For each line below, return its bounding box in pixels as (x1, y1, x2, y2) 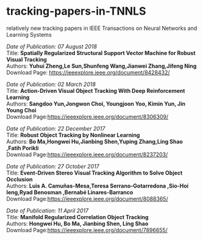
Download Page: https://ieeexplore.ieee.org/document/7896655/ (6, 226, 168, 233)
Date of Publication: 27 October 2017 (6, 162, 99, 170)
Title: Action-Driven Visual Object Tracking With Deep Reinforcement (6, 87, 185, 94)
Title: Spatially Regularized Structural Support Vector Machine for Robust (6, 49, 196, 56)
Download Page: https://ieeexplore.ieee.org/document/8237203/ (6, 151, 168, 158)
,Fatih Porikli (6, 144, 39, 151)
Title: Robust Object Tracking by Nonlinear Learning (6, 131, 140, 139)
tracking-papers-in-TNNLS (6, 4, 146, 18)
